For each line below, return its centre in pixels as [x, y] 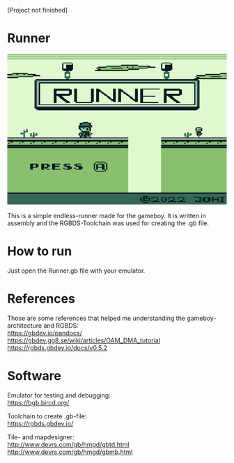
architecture [25, 325]
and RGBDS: [61, 325]
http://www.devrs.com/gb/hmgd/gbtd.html [68, 444]
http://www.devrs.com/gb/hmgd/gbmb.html [70, 452]
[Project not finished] [38, 10]
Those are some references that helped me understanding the [96, 318]
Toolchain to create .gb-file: [47, 416]
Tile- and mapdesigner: [41, 437]
